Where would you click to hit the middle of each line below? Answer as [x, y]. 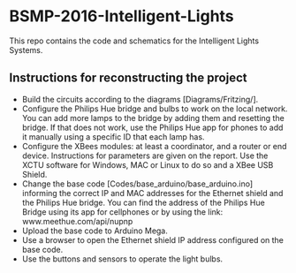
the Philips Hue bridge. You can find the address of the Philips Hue [143, 202]
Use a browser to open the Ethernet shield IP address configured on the [153, 239]
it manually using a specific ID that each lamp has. [113, 136]
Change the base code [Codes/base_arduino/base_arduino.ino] [137, 184]
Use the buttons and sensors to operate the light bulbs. [122, 259]
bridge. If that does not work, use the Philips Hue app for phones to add [152, 127]
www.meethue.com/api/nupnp [77, 221]
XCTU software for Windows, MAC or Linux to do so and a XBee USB [148, 164]
